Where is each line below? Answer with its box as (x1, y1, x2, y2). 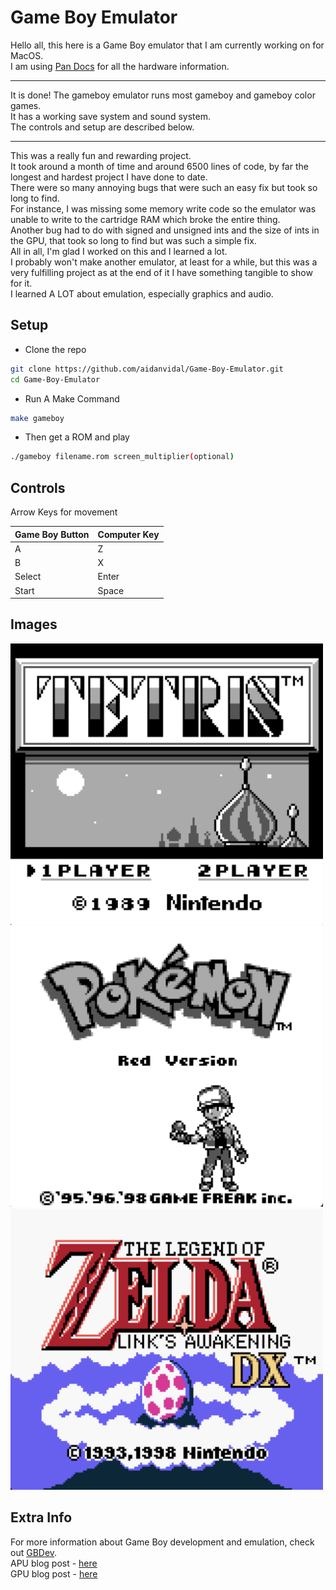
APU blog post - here (10, 1557, 98, 1569)
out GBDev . (10, 1546, 58, 1558)
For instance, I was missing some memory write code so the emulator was (10, 202, 317, 215)
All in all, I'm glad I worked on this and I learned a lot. (10, 245, 228, 257)
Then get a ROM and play (24, 431, 130, 443)
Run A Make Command (24, 392, 120, 405)
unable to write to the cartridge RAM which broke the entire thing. (10, 213, 281, 225)
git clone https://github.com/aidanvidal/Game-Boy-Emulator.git (10, 364, 284, 374)
